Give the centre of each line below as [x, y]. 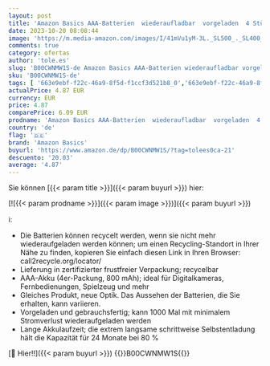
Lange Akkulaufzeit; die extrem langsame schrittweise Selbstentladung [137, 329]
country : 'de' [32, 128]
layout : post [30, 16]
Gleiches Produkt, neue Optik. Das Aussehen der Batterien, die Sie [130, 295]
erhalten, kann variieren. [60, 304]
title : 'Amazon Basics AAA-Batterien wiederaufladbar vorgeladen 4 [129, 23]
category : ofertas [39, 53]
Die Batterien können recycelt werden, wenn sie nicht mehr [118, 236]
